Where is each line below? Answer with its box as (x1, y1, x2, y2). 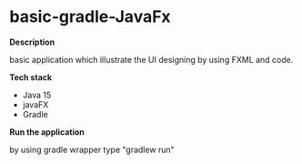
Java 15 (22, 89, 52, 100)
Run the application (9, 126, 85, 138)
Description (9, 36, 55, 47)
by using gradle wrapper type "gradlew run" (9, 144, 175, 155)
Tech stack (9, 71, 53, 83)
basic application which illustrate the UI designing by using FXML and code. (9, 54, 294, 65)
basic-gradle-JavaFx (9, 6, 171, 27)
